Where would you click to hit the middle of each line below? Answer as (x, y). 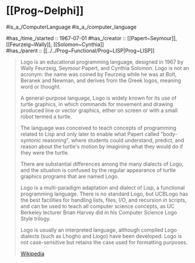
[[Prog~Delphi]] (45, 11)
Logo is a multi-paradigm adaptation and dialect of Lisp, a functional (102, 187)
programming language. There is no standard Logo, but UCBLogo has (104, 194)
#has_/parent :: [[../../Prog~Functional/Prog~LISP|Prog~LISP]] (80, 50)
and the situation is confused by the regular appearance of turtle (98, 170)
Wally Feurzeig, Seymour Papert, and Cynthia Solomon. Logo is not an (105, 68)
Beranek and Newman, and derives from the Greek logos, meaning (100, 80)
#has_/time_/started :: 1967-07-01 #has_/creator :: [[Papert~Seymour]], (92, 38)
